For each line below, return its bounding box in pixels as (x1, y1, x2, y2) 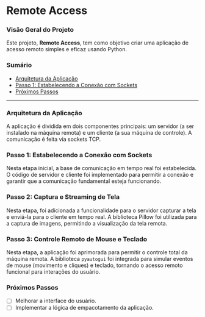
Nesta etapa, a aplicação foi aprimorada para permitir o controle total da (6, 248, 188, 256)
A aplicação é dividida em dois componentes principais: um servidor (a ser (6, 123, 195, 130)
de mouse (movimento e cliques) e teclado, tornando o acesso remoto (6, 262, 183, 269)
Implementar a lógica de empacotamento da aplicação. (15, 304, 154, 312)
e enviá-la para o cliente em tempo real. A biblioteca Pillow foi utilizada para (6, 213, 197, 220)
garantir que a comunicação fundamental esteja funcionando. (6, 177, 162, 185)
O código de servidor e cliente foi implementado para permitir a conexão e (6, 171, 194, 179)
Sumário (6, 61, 32, 69)
